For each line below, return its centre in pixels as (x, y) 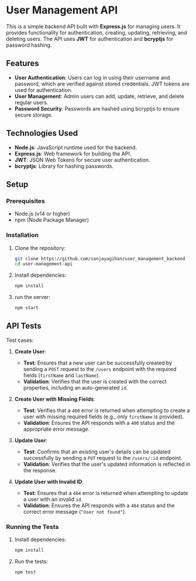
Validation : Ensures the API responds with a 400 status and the (99, 422)
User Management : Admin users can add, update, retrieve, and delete (99, 96)
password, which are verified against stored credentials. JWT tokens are (102, 84)
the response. (40, 470)
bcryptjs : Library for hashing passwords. (64, 166)
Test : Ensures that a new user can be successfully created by (98, 363)
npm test (25, 572)
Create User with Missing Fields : (55, 399)
